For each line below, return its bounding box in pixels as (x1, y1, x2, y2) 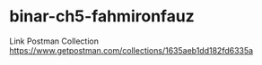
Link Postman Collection (9, 36, 99, 46)
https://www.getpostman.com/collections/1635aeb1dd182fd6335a (9, 45, 254, 55)
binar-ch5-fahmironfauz (9, 6, 195, 27)
